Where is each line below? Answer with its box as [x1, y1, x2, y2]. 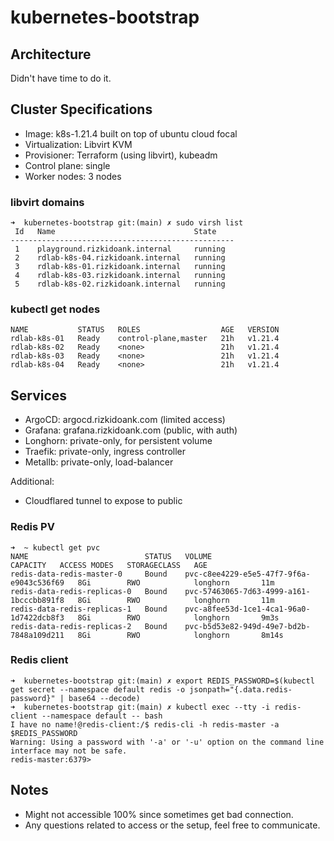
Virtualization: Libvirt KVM [24, 138, 133, 150]
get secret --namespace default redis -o [10, 684, 186, 695]
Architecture [10, 46, 92, 63]
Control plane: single [24, 159, 111, 171]
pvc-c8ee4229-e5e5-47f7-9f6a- [184, 569, 311, 579]
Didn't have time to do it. [10, 72, 112, 84]
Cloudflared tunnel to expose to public [24, 495, 183, 507]
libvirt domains [10, 195, 85, 209]
